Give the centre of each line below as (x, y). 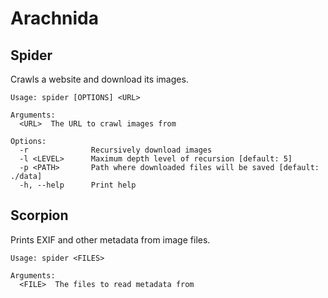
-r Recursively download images (116, 150)
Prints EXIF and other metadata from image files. (110, 239)
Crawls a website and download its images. (99, 79)
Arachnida (55, 18)
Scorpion (39, 215)
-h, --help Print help (78, 185)
